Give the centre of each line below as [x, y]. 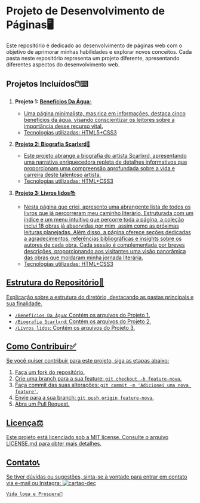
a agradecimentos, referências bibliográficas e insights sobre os [103, 238]
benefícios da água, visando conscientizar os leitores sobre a [99, 119]
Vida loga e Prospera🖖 [34, 494]
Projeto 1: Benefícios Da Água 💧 [53, 101]
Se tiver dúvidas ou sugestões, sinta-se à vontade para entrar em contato [97, 477]
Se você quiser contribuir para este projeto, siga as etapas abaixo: [88, 361]
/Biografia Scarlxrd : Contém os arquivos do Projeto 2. [83, 321]
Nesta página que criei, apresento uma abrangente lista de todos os [107, 207]
